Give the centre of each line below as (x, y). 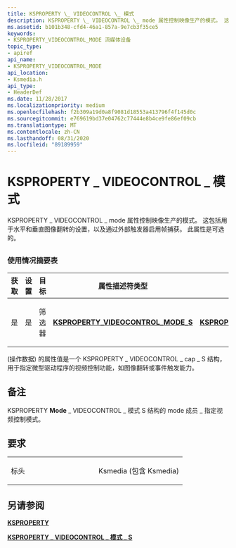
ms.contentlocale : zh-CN (44, 132)
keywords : (22, 33)
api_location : (28, 73)
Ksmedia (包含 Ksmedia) (138, 471)
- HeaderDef (25, 92)
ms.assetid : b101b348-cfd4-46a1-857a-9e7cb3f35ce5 (83, 27)
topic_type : (25, 46)
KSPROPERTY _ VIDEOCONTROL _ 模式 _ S (70, 537)
